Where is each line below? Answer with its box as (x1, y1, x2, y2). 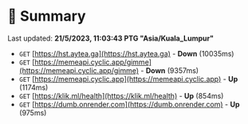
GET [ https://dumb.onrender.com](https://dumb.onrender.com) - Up (18, 99, 240, 109)
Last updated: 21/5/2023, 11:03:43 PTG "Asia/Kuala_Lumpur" (7, 33, 215, 43)
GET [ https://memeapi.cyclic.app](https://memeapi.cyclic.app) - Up (18, 74, 238, 83)
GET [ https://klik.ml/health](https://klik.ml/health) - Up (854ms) (18, 91, 224, 100)
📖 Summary (7, 7, 86, 25)
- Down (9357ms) (140, 65, 199, 75)
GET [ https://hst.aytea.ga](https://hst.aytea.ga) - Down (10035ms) (18, 48, 234, 58)
